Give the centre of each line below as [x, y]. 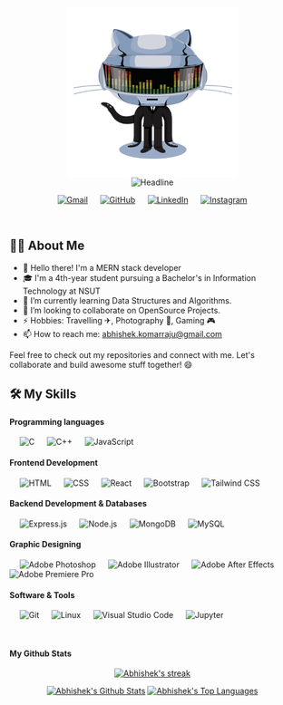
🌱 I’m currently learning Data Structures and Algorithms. [127, 300]
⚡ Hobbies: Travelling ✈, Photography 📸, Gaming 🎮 [119, 320]
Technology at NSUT [62, 291]
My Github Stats [41, 653]
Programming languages [57, 421]
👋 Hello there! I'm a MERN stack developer [102, 267]
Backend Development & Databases [78, 504]
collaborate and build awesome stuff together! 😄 [101, 364]
